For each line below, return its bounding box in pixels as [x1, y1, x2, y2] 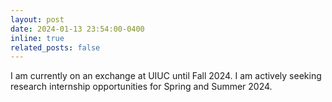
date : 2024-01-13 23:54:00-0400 [10, 24, 145, 34]
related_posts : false [10, 42, 101, 53]
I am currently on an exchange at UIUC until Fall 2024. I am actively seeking [10, 70, 322, 82]
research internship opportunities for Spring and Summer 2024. [10, 81, 273, 93]
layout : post [10, 14, 65, 25]
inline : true [10, 33, 65, 43]
